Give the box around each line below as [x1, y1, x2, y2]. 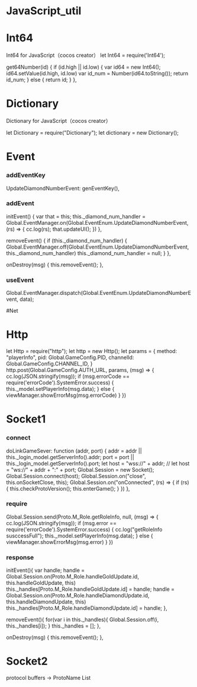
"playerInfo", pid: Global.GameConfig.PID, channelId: [6, 354, 134, 361]
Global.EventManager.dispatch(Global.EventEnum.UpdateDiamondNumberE [6, 290, 191, 297]
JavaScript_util [6, 4, 82, 18]
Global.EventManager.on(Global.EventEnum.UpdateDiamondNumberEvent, [6, 219, 189, 226]
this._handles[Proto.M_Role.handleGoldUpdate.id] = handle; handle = [6, 586, 175, 593]
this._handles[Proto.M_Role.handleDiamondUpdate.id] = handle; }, [6, 605, 167, 612]
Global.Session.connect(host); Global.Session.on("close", [6, 472, 146, 479]
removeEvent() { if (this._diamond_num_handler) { [6, 237, 127, 244]
